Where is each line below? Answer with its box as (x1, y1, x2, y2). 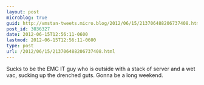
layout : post (6, 8, 39, 15)
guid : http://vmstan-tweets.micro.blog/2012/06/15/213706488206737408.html (6, 20, 202, 26)
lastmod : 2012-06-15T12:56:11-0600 (6, 37, 97, 43)
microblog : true (6, 15, 47, 21)
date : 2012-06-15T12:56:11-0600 (6, 32, 88, 38)
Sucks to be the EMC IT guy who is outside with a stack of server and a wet (6, 65, 195, 72)
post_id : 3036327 (6, 25, 50, 32)
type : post (6, 43, 34, 49)
